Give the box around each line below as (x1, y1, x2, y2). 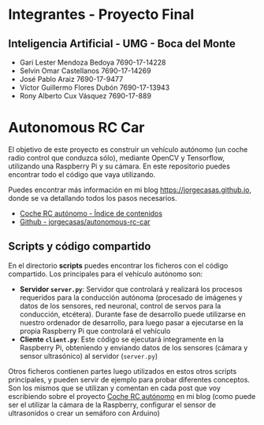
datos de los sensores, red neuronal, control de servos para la (19, 301, 221, 310)
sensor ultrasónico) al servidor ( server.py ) (19, 351, 158, 360)
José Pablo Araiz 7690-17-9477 (19, 75, 124, 83)
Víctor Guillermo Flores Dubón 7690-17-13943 (19, 83, 170, 92)
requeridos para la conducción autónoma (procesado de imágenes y (19, 293, 243, 302)
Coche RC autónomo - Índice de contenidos (19, 209, 163, 218)
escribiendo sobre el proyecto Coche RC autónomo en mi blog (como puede (8, 391, 256, 401)
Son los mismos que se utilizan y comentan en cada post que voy (8, 383, 221, 393)
